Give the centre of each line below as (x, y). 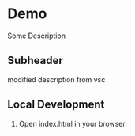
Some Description (37, 36)
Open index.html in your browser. (73, 123)
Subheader (36, 60)
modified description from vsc (56, 79)
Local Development (56, 105)
